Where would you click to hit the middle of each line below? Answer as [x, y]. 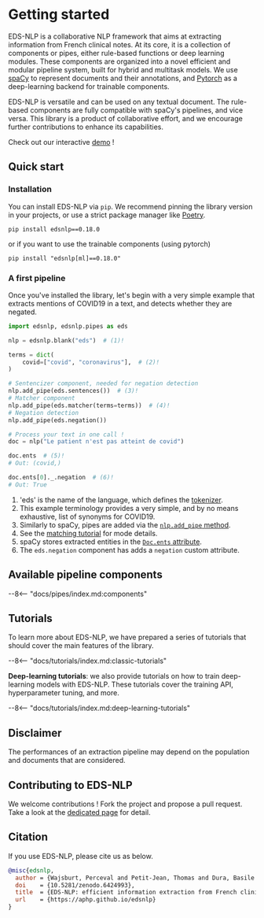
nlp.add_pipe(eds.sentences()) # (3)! [73, 391]
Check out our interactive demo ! [61, 142]
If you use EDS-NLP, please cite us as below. [81, 856]
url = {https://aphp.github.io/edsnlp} [86, 900]
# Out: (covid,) [35, 463]
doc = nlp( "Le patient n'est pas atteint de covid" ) [96, 442]
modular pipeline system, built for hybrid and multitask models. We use [123, 69]
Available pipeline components [85, 575]
